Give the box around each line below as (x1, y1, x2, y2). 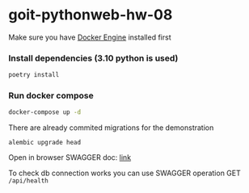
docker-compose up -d (8, 108, 82, 116)
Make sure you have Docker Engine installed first (8, 32, 171, 42)
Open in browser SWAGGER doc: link (8, 153, 132, 162)
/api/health (8, 177, 49, 185)
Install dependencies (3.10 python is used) (8, 52, 179, 64)
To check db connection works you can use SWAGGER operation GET (8, 168, 241, 178)
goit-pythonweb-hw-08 (8, 6, 173, 24)
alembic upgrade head (8, 139, 82, 147)
